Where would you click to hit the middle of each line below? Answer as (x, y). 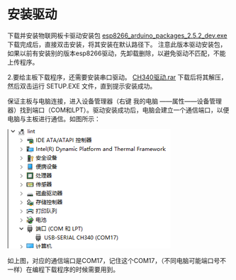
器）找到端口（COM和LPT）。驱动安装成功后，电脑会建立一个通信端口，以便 (118, 110)
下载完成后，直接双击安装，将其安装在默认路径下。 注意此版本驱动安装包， (117, 44)
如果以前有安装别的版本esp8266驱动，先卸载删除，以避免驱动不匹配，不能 (117, 53)
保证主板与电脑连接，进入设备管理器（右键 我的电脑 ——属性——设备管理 (114, 101)
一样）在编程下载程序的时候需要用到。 (63, 269)
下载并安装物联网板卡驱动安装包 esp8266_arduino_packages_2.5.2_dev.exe (118, 35)
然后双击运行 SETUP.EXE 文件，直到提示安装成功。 (82, 86)
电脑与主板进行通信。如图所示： (54, 118)
